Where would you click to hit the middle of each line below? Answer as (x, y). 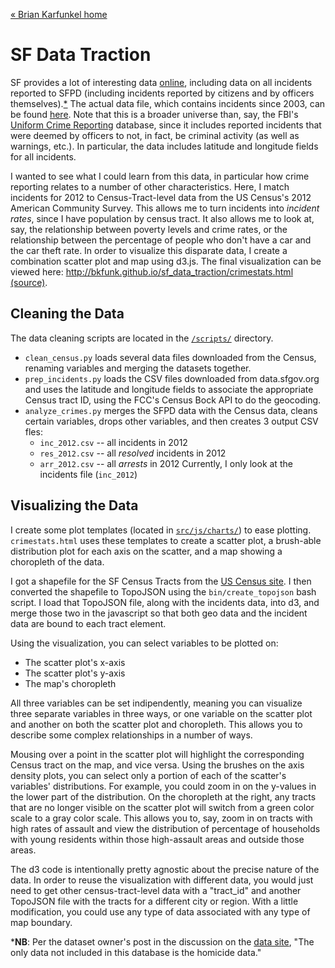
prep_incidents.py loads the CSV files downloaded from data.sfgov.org (172, 378)
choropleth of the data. (57, 561)
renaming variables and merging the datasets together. (138, 368)
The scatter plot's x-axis (75, 662)
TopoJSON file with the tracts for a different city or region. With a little (154, 901)
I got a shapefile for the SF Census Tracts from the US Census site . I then (161, 581)
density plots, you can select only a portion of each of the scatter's (148, 775)
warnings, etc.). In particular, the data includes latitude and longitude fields (164, 146)
